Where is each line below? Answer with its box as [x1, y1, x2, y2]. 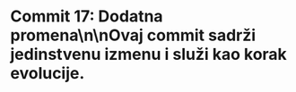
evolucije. [10, 63, 85, 84]
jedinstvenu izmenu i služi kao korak [10, 45, 288, 64]
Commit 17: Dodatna [10, 6, 164, 27]
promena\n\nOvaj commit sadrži [10, 25, 257, 46]
